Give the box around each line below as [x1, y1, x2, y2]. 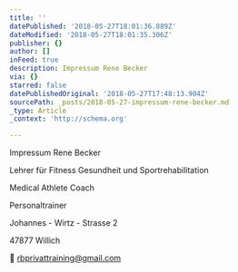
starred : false [9, 81, 67, 90]
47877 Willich [9, 235, 61, 246]
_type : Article [9, 106, 67, 115]
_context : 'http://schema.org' [9, 114, 128, 123]
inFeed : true [9, 55, 59, 64]
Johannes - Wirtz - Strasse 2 [9, 218, 118, 228]
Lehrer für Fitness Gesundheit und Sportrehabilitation [9, 165, 209, 176]
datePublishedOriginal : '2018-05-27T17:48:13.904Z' [9, 89, 209, 98]
